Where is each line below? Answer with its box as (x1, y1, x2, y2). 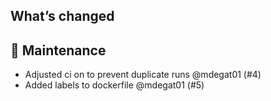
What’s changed (10, 8, 115, 25)
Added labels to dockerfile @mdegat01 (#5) (24, 79, 205, 91)
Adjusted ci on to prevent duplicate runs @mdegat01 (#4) (24, 69, 262, 81)
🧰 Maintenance (10, 42, 107, 59)
